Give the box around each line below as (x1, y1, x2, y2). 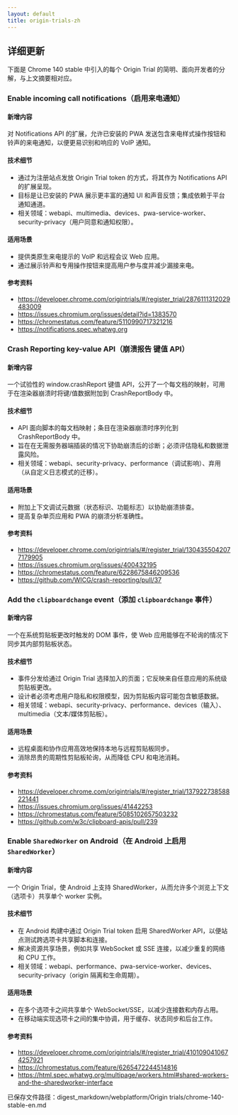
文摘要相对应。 (31, 74, 76, 82)
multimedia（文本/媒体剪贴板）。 (17, 710, 112, 718)
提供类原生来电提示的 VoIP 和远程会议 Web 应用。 (17, 252, 164, 260)
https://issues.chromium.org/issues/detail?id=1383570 (17, 310, 177, 319)
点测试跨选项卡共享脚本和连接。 (17, 935, 111, 944)
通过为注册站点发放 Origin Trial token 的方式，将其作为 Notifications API (17, 173, 227, 182)
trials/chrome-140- (169, 1093, 225, 1102)
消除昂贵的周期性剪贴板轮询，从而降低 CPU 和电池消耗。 (17, 753, 184, 762)
